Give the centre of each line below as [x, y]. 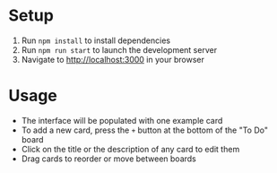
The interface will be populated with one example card [122, 120]
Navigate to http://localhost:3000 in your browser [113, 59]
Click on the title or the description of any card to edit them [130, 149]
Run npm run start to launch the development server [119, 49]
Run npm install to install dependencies [96, 40]
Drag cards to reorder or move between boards [108, 159]
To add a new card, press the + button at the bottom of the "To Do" [145, 130]
